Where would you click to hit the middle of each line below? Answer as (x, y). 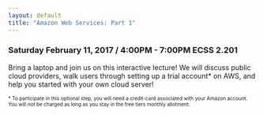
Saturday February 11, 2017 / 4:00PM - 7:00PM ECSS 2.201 (123, 50)
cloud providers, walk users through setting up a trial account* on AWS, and (132, 76)
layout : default (35, 15)
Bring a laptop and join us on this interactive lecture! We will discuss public (130, 67)
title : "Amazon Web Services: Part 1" (72, 23)
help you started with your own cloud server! (81, 84)
